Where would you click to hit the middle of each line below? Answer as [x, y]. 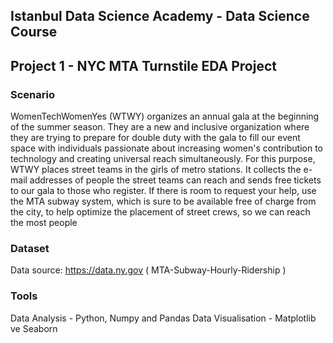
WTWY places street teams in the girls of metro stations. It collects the [156, 170]
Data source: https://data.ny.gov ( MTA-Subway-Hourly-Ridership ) [148, 270]
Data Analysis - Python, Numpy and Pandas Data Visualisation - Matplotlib [163, 318]
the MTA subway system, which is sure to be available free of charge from [163, 201]
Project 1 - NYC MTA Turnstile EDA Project [143, 65]
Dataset [30, 248]
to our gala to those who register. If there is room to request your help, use [163, 191]
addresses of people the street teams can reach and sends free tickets [175, 180]
